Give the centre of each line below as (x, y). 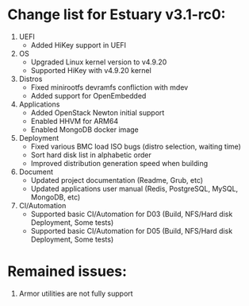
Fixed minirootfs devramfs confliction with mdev (109, 87)
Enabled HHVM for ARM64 (75, 121)
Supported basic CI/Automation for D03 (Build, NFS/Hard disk (132, 214)
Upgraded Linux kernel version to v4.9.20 (99, 62)
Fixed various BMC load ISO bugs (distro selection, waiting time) (136, 146)
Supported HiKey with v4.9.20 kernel (91, 70)
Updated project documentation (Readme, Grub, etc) (117, 180)
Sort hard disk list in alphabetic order (91, 155)
